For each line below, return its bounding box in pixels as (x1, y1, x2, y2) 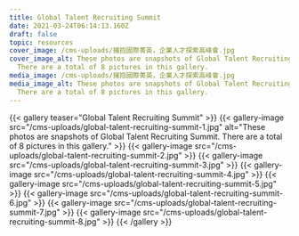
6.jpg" (9, 197, 32, 208)
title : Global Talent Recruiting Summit (9, 12, 162, 22)
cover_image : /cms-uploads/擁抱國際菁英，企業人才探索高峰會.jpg (9, 46, 236, 55)
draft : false (9, 29, 58, 38)
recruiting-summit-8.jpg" (9, 216, 101, 227)
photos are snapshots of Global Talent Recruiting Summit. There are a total (9, 131, 283, 142)
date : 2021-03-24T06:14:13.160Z (9, 21, 129, 30)
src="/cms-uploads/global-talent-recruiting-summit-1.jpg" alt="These (9, 121, 266, 132)
